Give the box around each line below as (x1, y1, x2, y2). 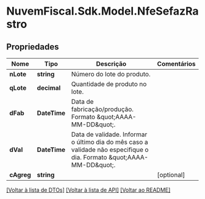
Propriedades (6, 42, 59, 52)
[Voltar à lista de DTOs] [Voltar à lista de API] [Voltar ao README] (6, 186, 171, 194)
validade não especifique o (71, 145, 149, 154)
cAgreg (9, 171, 32, 179)
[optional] (157, 171, 185, 179)
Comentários (157, 60, 196, 68)
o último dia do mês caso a (71, 138, 148, 146)
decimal (37, 84, 61, 92)
